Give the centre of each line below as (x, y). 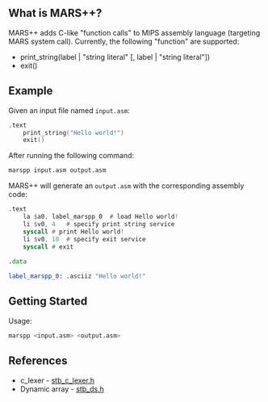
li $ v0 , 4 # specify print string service (99, 224)
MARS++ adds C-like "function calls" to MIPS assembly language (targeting (134, 32)
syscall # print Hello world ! (74, 232)
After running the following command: (71, 156)
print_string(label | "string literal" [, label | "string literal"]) (115, 57)
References (38, 361)
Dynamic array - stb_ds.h (62, 389)
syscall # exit (48, 247)
